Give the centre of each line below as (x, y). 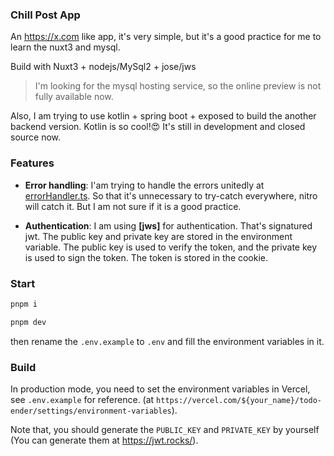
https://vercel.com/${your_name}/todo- (239, 400)
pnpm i (24, 304)
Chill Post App (45, 15)
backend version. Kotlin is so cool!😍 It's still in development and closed (158, 127)
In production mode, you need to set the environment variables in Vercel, (160, 389)
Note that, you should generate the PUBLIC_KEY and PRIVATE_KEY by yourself (165, 429)
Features (32, 163)
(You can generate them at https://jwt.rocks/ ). (104, 440)
